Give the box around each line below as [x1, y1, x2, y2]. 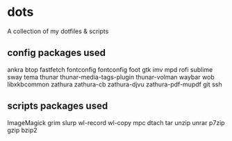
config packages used [7, 47, 106, 59]
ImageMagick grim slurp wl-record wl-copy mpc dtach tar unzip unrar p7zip [7, 118, 225, 126]
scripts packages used [7, 100, 108, 112]
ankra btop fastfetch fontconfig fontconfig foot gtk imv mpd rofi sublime [7, 65, 213, 73]
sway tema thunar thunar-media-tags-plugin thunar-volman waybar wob [7, 73, 215, 81]
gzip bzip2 [7, 126, 38, 134]
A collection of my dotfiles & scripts [7, 27, 109, 35]
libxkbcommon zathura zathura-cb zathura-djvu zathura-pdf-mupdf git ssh [7, 80, 222, 88]
